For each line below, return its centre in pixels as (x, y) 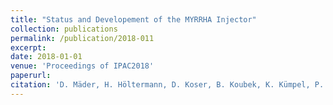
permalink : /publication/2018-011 (82, 38)
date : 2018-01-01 (46, 57)
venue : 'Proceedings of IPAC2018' (82, 66)
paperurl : (31, 76)
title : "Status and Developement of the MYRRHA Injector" (133, 19)
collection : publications (64, 29)
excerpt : (28, 47)
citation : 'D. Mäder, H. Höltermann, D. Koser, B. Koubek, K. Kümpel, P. (167, 85)
